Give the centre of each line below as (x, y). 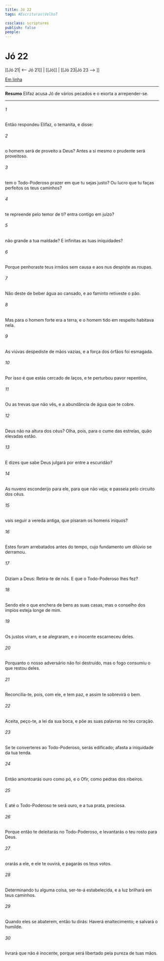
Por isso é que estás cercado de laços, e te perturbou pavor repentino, (76, 378)
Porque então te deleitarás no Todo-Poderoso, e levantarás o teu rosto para (81, 832)
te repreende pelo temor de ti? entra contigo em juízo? (60, 214)
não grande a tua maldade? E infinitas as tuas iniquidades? (64, 241)
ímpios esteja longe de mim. (33, 610)
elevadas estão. (21, 436)
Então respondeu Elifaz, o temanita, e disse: (49, 125)
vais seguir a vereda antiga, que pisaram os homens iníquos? (66, 521)
